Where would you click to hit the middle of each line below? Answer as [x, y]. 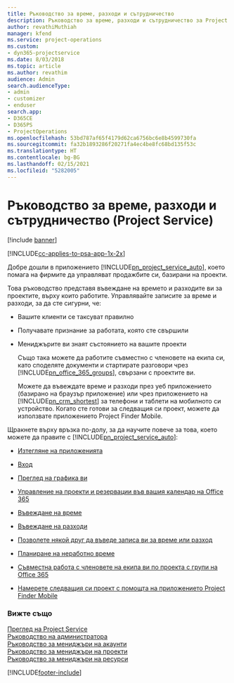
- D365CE [20, 118]
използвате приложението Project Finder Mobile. [90, 416]
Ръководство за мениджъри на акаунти [67, 644]
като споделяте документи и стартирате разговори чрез [103, 365]
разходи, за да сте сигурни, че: [54, 303]
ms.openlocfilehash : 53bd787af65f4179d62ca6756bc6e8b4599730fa [102, 138]
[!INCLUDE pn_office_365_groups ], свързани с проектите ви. [106, 372]
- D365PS [20, 125]
